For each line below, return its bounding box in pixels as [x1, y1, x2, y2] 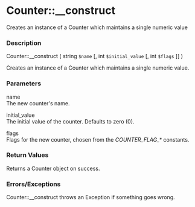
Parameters [6, 79, 41, 88]
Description [6, 39, 42, 47]
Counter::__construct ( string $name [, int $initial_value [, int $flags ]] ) [6, 53, 183, 60]
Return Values [6, 151, 49, 159]
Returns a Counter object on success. [6, 165, 100, 172]
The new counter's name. [6, 99, 70, 107]
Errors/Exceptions [6, 180, 61, 188]
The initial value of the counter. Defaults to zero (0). [6, 117, 135, 125]
